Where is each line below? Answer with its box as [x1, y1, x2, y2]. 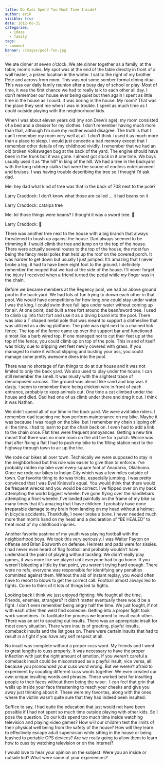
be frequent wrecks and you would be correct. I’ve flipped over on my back [5, 485, 157, 491]
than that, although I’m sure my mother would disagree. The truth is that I [5, 127, 151, 133]
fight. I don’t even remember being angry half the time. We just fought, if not [5, 602, 158, 608]
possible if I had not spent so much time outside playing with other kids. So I [5, 709, 158, 715]
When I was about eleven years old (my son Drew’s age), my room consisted [5, 117, 159, 123]
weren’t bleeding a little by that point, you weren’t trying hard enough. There [5, 562, 158, 568]
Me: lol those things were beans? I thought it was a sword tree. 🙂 [5, 212, 135, 217]
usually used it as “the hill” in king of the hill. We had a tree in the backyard [5, 159, 155, 164]
